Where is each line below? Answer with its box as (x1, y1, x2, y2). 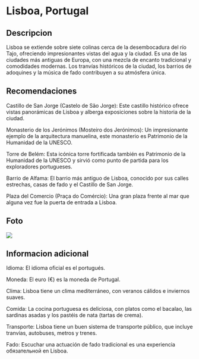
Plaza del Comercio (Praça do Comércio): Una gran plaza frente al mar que (6, 192, 189, 199)
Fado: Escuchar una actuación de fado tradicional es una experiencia (6, 341, 175, 348)
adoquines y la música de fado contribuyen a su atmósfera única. (6, 69, 166, 76)
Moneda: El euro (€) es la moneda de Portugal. (6, 276, 121, 283)
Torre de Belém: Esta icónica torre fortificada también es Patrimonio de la (6, 150, 186, 157)
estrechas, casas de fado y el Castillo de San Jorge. (6, 180, 134, 188)
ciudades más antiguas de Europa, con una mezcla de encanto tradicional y (6, 57, 191, 63)
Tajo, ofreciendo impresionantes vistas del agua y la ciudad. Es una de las (6, 50, 187, 57)
